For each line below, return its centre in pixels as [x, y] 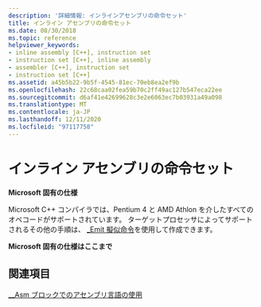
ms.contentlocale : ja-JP [49, 112]
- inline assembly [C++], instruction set [80, 53]
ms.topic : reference [43, 38]
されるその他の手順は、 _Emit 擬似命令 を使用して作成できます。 [113, 229]
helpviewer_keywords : [44, 45]
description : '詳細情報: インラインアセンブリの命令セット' [97, 16]
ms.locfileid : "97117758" [51, 127]
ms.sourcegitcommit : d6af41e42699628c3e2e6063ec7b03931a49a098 [115, 97]
